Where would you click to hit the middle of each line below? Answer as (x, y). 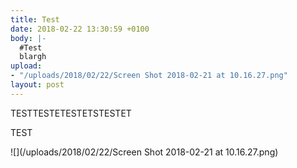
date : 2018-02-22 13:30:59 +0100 (80, 29)
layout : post (37, 85)
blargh (33, 57)
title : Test (35, 19)
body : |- (28, 38)
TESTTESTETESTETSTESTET (71, 113)
